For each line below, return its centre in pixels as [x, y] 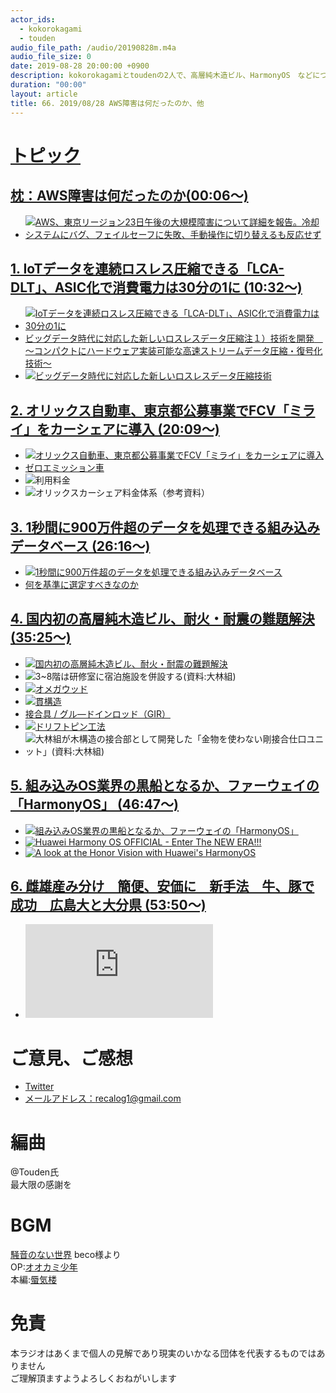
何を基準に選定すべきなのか [81, 584]
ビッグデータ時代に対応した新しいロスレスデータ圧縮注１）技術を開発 [169, 338]
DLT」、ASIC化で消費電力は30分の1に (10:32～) [156, 287]
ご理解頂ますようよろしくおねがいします [93, 1378]
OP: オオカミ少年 [44, 1267]
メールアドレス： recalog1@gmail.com [103, 1098]
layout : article [44, 94]
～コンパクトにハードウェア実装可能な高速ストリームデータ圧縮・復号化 [173, 351]
